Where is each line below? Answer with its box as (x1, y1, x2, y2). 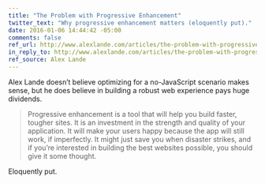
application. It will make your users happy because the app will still (27, 126, 244, 135)
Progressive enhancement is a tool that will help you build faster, (27, 109, 237, 118)
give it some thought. (27, 151, 97, 160)
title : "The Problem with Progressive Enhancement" (8, 11, 181, 20)
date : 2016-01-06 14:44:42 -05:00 (8, 26, 122, 34)
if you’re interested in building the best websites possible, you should (27, 143, 253, 152)
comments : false (8, 33, 62, 42)
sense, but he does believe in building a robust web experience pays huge (8, 85, 250, 95)
